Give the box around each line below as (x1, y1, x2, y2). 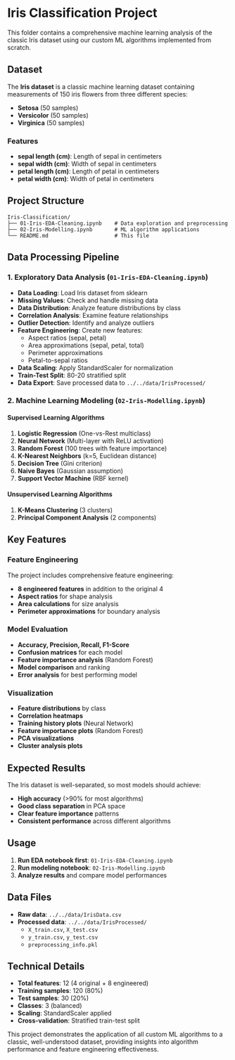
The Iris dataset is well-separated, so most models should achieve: (7, 780, 201, 789)
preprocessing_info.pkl (27, 941, 99, 949)
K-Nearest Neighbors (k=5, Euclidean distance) (17, 451, 157, 460)
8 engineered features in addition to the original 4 (17, 584, 164, 593)
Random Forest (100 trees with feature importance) (17, 444, 167, 452)
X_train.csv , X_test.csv (27, 925, 99, 933)
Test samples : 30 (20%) (17, 994, 89, 1002)
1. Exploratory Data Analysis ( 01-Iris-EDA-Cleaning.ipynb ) (7, 273, 209, 283)
